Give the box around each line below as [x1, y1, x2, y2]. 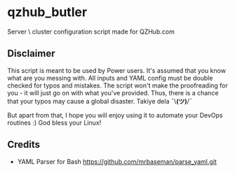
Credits [7, 139, 41, 151]
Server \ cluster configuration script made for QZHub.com [7, 27, 175, 36]
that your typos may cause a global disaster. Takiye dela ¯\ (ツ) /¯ [7, 97, 193, 105]
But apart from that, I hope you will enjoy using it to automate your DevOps [7, 111, 223, 119]
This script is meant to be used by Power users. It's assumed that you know [7, 66, 227, 74]
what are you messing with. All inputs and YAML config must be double [7, 74, 213, 82]
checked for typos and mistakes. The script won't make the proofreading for [7, 81, 228, 90]
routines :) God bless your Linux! [7, 118, 102, 127]
